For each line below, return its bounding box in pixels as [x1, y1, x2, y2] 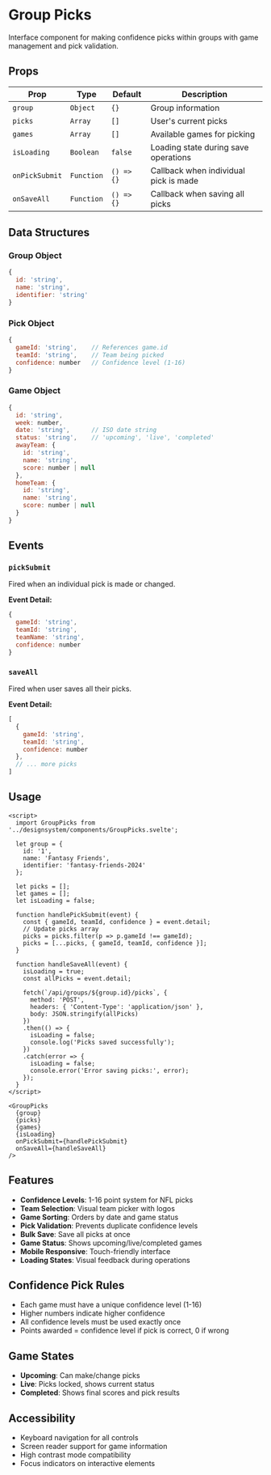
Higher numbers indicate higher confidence [19, 1308, 165, 1318]
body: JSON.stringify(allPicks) [29, 1010, 139, 1018]
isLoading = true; [23, 967, 85, 976]
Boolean [69, 147, 99, 157]
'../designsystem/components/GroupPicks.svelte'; [8, 825, 179, 834]
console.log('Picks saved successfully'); [29, 1038, 175, 1046]
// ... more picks [15, 761, 78, 769]
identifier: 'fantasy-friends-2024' [23, 861, 147, 869]
